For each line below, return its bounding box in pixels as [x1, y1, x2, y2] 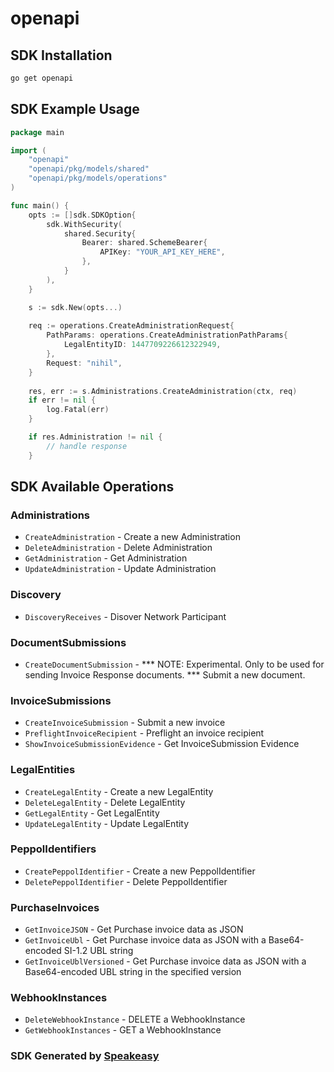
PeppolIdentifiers [10, 842, 97, 856]
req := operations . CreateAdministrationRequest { [28, 321, 235, 331]
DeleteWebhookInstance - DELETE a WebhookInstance [24, 1013, 246, 1026]
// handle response [46, 441, 128, 451]
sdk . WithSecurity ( [46, 219, 123, 229]
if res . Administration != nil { [28, 432, 163, 442]
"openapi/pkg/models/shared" [28, 164, 150, 174]
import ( [10, 145, 47, 156]
